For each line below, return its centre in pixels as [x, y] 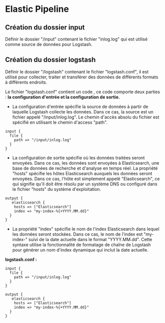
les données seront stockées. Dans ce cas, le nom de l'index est [77, 234]
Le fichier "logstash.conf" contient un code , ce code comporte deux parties [82, 92]
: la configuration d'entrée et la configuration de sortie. [63, 97]
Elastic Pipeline [37, 9]
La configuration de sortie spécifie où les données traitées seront [79, 158]
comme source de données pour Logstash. [49, 44]
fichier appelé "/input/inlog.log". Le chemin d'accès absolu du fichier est [86, 117]
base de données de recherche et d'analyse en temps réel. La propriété [85, 168]
